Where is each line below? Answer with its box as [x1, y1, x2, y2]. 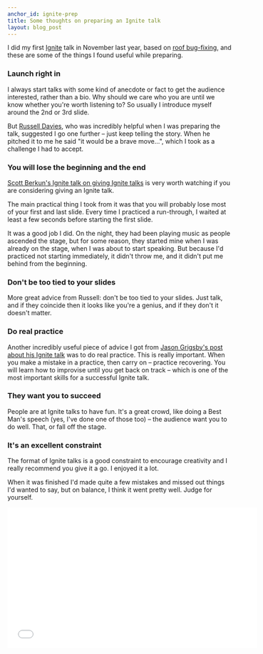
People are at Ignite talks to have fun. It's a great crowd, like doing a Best [7, 407, 222, 415]
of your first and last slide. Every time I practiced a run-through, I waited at [7, 207, 227, 216]
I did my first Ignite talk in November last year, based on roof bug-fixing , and [7, 44, 232, 52]
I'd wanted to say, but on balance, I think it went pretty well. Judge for [7, 485, 212, 494]
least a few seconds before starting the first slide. [7, 215, 153, 224]
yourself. [7, 493, 33, 502]
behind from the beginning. [7, 259, 88, 268]
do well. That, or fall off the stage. [7, 422, 107, 431]
